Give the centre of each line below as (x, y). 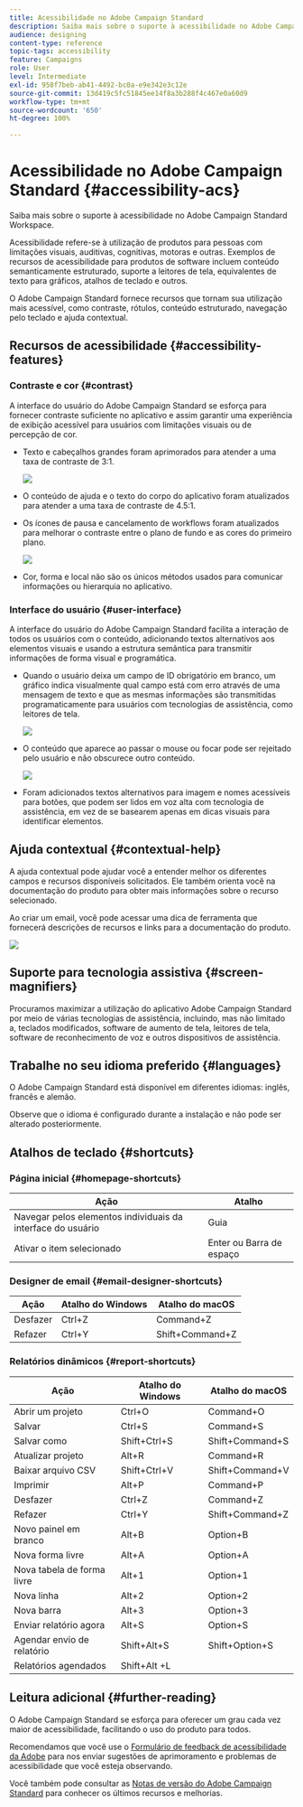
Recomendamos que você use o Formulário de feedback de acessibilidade (148, 1746)
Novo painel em (47, 1529)
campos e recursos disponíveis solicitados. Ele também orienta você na (142, 881)
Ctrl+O (135, 1411)
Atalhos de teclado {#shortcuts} (102, 1152)
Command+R (236, 1456)
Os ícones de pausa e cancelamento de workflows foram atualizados (151, 523)
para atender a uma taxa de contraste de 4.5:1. (109, 505)
